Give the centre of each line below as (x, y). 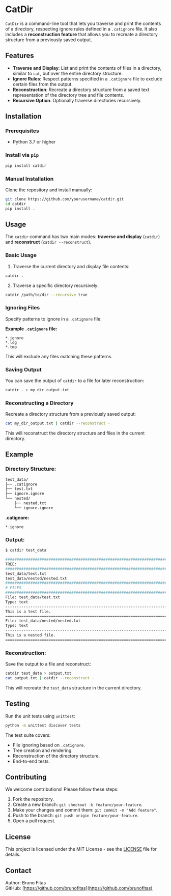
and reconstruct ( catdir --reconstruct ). (48, 242)
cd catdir (16, 204)
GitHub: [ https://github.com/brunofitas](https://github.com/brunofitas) (79, 888)
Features (20, 56)
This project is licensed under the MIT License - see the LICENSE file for (81, 849)
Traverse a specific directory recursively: (56, 285)
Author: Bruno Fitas (26, 883)
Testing (18, 704)
